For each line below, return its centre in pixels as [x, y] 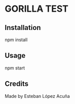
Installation [23, 28]
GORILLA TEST [37, 9]
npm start [15, 68]
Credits [17, 84]
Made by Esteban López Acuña [37, 96]
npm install [16, 40]
